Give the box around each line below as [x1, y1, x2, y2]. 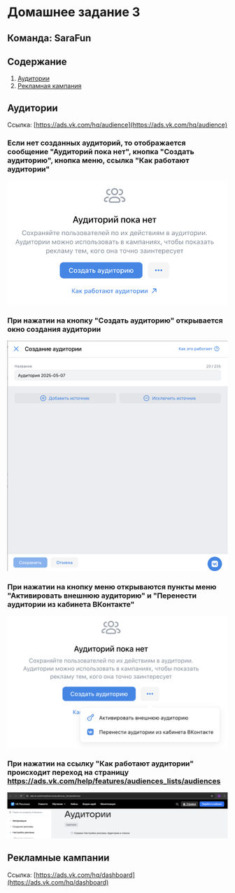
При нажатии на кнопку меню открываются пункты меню [7, 582, 217, 592]
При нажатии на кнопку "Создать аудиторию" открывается [7, 316, 224, 325]
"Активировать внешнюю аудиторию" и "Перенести [7, 591, 197, 600]
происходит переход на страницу [7, 767, 129, 777]
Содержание [7, 55, 68, 67]
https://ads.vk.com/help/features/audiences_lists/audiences [7, 776, 221, 786]
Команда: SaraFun [7, 32, 92, 44]
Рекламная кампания [17, 82, 82, 90]
